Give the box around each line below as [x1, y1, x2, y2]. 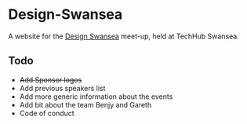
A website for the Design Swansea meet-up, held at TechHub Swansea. [8, 31, 239, 41]
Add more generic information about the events [19, 92, 173, 101]
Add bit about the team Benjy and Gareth [19, 100, 152, 109]
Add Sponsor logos [19, 75, 82, 84]
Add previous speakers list [19, 83, 106, 93]
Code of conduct [19, 108, 74, 118]
